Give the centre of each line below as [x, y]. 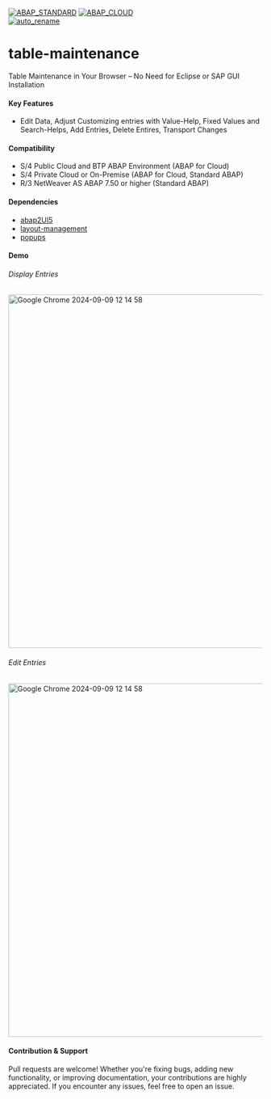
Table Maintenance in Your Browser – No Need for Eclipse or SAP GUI [124, 76]
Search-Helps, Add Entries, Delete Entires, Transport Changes [123, 130]
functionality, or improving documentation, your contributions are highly [128, 1077]
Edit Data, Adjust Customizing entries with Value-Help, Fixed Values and [140, 121]
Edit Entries [27, 662]
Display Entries [33, 274]
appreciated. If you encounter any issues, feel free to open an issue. [122, 1086]
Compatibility [31, 148]
